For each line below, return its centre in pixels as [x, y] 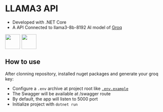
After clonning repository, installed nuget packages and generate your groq [82, 74]
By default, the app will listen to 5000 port [55, 99]
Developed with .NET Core [39, 22]
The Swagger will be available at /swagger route [61, 93]
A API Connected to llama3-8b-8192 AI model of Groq [67, 27]
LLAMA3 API [32, 9]
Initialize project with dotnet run [45, 104]
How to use [23, 62]
